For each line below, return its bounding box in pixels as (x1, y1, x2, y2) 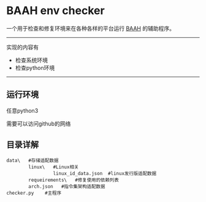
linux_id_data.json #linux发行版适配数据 (53, 170, 157, 176)
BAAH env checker (6, 4, 105, 18)
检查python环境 (15, 64, 55, 71)
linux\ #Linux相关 (28, 163, 79, 170)
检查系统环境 (15, 56, 48, 64)
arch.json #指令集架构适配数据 (28, 183, 105, 190)
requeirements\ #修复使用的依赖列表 (28, 177, 120, 183)
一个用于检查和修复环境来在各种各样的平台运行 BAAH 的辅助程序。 (6, 24, 175, 32)
